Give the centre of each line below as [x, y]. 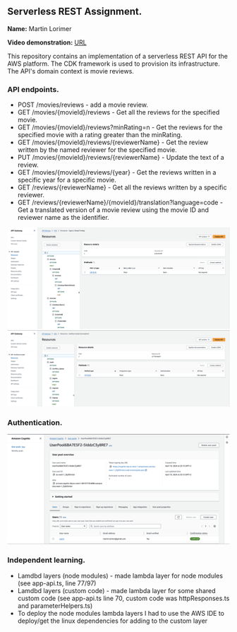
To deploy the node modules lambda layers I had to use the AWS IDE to [121, 613]
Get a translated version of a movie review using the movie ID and [113, 210]
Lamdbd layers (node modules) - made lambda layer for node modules [120, 575]
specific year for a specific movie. [67, 180]
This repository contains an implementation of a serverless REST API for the [117, 56]
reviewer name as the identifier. [63, 218]
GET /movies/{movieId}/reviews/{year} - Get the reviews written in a [117, 172]
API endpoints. [33, 89]
